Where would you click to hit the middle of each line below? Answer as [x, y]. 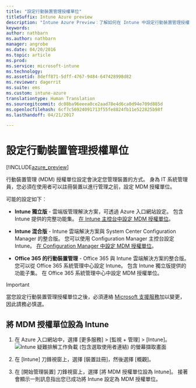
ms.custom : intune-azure [36, 93]
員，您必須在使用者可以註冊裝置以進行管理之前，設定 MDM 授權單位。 [91, 187]
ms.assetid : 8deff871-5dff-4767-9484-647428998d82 [69, 77]
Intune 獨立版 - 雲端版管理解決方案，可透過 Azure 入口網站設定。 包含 [99, 212]
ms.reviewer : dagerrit [34, 83]
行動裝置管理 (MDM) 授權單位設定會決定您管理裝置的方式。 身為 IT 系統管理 [97, 180]
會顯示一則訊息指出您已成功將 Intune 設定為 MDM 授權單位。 [88, 379]
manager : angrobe [27, 44]
